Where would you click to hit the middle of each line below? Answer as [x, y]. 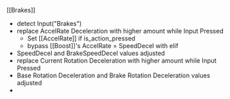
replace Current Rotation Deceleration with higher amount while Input [117, 61]
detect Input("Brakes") [49, 23]
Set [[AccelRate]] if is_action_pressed [81, 38]
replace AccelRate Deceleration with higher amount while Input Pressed [120, 31]
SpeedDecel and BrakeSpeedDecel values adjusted [91, 53]
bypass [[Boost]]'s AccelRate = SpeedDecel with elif [103, 46]
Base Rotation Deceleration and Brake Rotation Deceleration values [113, 75]
